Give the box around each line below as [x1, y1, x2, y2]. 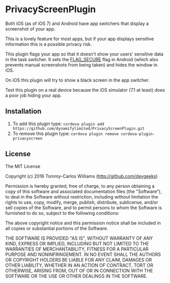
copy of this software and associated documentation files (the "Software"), [5, 188, 162, 194]
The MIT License [5, 163, 41, 169]
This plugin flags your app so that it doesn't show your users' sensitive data [5, 51, 164, 57]
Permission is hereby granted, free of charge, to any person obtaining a [5, 183, 155, 189]
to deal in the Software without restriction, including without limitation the [5, 193, 158, 200]
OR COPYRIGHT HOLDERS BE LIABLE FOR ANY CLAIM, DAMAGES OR [5, 257, 152, 263]
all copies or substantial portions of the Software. [5, 225, 108, 231]
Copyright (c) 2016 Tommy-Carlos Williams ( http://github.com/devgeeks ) [5, 173, 158, 179]
